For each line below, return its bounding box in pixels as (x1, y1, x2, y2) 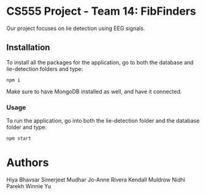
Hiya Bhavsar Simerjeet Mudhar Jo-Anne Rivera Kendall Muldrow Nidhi (6, 176, 186, 183)
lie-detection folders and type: (6, 65, 83, 72)
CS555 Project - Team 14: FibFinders (6, 4, 196, 18)
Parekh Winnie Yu (6, 182, 51, 189)
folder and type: (6, 124, 47, 131)
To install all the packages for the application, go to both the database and (6, 58, 194, 66)
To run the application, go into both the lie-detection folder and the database (6, 117, 200, 124)
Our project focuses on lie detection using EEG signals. (6, 25, 145, 32)
